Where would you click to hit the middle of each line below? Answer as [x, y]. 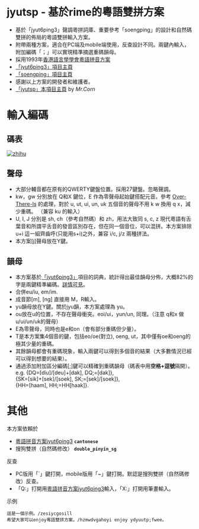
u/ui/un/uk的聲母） [38, 321]
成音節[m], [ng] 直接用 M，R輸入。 [57, 299]
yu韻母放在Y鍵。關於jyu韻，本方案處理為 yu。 [72, 307]
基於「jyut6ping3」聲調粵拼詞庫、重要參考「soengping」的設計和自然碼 [103, 30]
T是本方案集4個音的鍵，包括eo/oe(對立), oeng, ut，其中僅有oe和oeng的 [103, 336]
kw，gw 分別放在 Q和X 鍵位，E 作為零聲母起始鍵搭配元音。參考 [93, 196]
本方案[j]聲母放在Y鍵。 [43, 241]
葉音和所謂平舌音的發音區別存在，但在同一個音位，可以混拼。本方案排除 [103, 226]
